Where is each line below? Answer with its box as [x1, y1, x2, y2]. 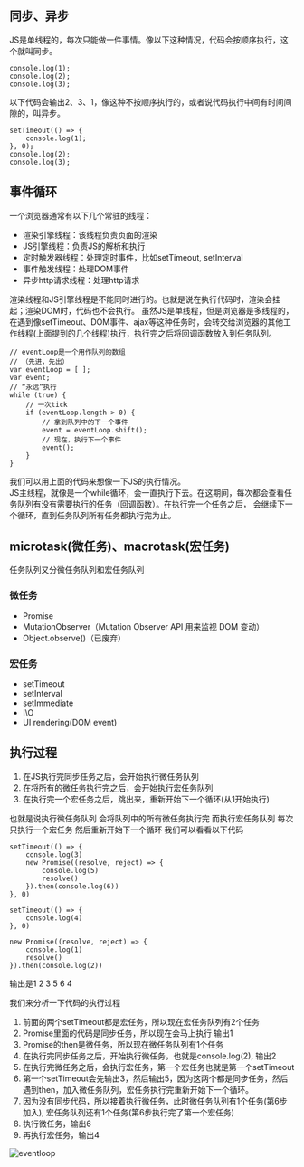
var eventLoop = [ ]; [9, 365, 91, 374]
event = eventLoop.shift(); [42, 425, 147, 434]
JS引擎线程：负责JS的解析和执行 [22, 241, 146, 251]
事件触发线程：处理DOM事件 [22, 263, 129, 274]
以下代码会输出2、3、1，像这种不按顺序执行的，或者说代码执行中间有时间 [9, 96, 284, 107]
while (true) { [9, 390, 67, 400]
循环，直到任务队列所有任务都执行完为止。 [16, 509, 176, 520]
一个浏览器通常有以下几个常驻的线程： [9, 210, 152, 221]
